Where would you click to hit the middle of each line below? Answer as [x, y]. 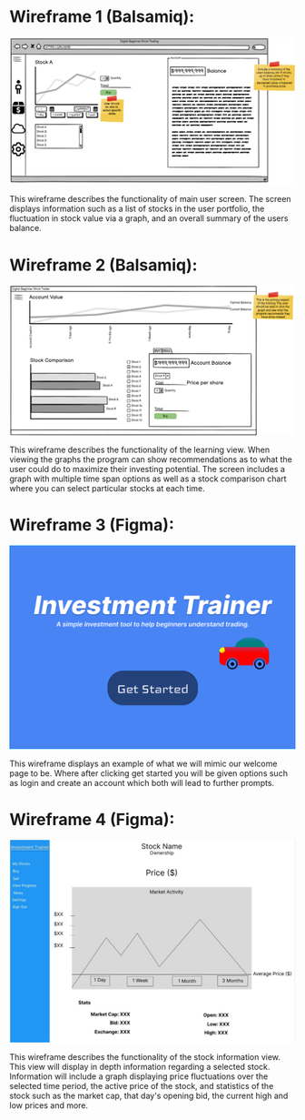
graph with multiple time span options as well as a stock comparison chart [148, 479]
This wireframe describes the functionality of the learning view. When [140, 449]
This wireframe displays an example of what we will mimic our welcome [143, 763]
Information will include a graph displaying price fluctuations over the [139, 1076]
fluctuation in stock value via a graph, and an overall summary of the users [149, 218]
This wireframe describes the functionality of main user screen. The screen [151, 199]
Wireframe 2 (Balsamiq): [103, 265]
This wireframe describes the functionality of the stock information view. [145, 1056]
